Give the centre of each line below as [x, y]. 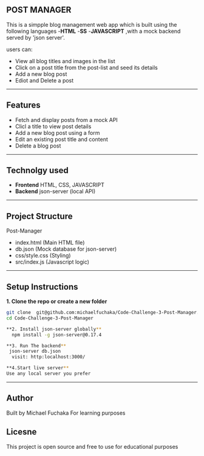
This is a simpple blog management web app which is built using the [92, 24]
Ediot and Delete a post [44, 80]
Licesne [22, 432]
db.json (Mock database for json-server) [66, 249]
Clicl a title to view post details [53, 126]
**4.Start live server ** [38, 368]
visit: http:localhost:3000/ [49, 357]
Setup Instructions [42, 287]
